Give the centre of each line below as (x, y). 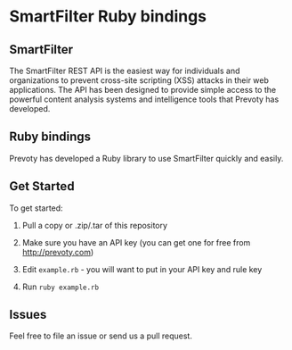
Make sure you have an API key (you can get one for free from (136, 242)
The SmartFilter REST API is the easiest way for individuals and (125, 71)
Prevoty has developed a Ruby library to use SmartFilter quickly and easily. (146, 158)
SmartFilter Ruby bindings (108, 17)
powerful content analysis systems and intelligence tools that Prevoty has (144, 99)
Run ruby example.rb (61, 287)
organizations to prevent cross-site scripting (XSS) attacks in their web (139, 80)
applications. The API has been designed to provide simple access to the (143, 90)
